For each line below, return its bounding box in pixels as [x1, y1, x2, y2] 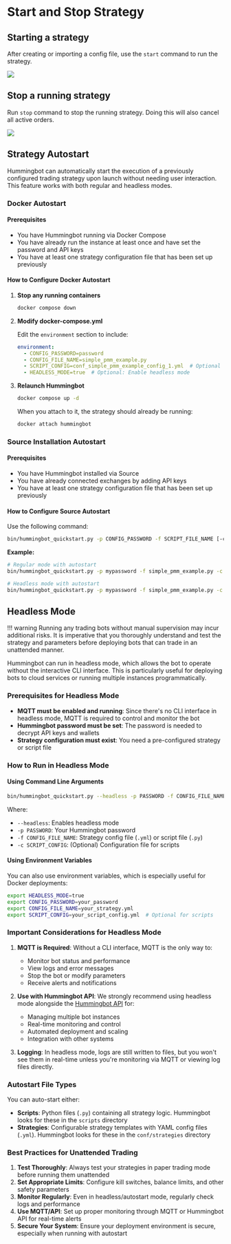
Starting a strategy [7, 32, 89, 43]
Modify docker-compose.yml [16, 317, 103, 325]
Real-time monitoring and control [27, 1020, 122, 1028]
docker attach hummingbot [16, 421, 91, 428]
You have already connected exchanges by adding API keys [16, 476, 187, 485]
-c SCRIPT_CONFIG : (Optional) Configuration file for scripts [16, 841, 180, 849]
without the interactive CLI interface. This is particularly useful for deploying [7, 666, 223, 675]
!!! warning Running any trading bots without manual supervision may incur [7, 624, 219, 632]
